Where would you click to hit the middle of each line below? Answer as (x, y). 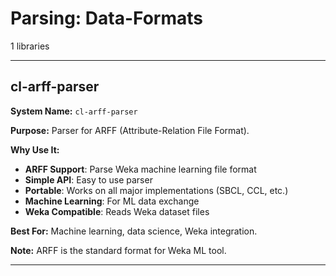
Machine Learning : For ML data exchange (112, 201)
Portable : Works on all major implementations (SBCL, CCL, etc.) (156, 190)
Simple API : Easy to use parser (88, 179)
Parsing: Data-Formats (106, 18)
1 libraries (30, 46)
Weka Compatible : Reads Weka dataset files (117, 211)
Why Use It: (35, 149)
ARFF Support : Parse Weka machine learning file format (140, 169)
